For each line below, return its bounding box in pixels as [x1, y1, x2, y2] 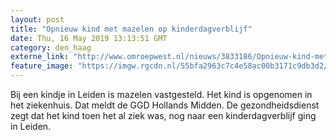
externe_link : [10, 52, 70, 62]
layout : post [10, 14, 65, 25]
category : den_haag [10, 42, 92, 53]
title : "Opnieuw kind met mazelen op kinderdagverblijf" [10, 24, 253, 34]
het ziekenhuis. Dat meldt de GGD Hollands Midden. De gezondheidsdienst [10, 99, 320, 111]
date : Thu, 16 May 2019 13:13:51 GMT [10, 33, 168, 43]
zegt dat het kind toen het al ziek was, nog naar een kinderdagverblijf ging [10, 110, 317, 121]
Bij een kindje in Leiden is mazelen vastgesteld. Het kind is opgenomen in [10, 89, 313, 100]
